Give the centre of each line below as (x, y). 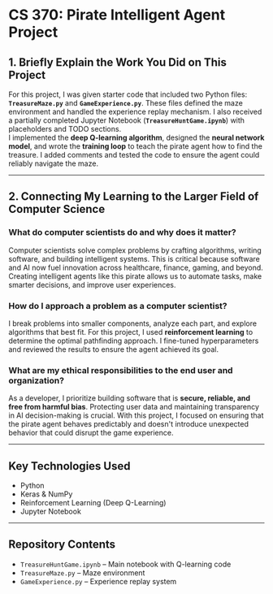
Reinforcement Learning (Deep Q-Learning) (93, 503)
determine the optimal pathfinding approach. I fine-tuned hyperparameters (134, 340)
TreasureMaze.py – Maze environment (82, 572)
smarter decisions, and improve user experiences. (92, 284)
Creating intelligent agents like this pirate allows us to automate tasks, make (135, 276)
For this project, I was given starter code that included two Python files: (128, 94)
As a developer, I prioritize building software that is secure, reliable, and (129, 398)
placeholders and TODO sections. (65, 129)
